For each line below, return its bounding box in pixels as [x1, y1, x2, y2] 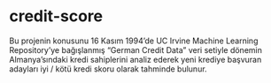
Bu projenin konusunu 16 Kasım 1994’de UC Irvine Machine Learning [9, 35, 259, 46]
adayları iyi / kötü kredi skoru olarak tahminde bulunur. [9, 64, 207, 74]
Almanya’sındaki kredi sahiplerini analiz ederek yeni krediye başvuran [9, 54, 262, 64]
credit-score [9, 6, 104, 26]
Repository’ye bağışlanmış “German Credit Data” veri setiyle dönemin [9, 44, 263, 55]
